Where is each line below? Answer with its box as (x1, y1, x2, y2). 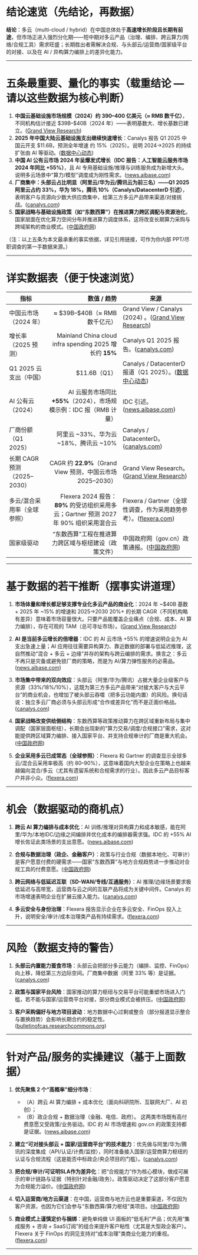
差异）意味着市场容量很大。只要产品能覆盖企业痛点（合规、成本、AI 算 (19, 615, 192, 622)
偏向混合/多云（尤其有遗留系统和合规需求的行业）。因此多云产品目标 (19, 766, 184, 774)
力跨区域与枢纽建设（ (52, 539, 111, 547)
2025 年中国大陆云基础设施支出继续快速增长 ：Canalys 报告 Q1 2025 (14, 134, 181, 141)
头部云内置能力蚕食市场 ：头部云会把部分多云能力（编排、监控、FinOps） (14, 962, 190, 969)
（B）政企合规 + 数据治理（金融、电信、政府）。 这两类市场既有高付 (23, 1113, 187, 1120)
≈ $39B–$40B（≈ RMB (53, 309, 117, 317)
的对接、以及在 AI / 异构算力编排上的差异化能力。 (6, 48, 126, 55)
